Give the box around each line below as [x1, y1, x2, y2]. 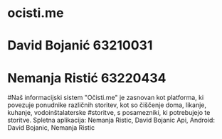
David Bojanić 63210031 [7, 38, 153, 54]
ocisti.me [7, 5, 64, 21]
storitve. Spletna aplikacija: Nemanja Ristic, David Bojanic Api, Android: [7, 116, 216, 125]
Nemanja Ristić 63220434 [7, 69, 166, 86]
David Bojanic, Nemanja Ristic [7, 123, 95, 132]
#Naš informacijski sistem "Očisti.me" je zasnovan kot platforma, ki [7, 94, 204, 102]
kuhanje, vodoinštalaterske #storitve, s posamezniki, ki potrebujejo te [7, 109, 211, 117]
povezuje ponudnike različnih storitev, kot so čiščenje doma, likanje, [7, 101, 207, 109]
